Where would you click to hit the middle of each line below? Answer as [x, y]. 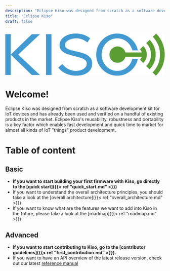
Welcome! [27, 94]
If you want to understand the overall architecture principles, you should [88, 192]
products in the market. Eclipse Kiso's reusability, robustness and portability [84, 120]
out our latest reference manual [45, 263]
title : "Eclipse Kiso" [29, 16]
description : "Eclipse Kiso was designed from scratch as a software [80, 11]
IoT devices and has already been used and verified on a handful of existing [84, 114]
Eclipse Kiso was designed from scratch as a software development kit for [83, 108]
